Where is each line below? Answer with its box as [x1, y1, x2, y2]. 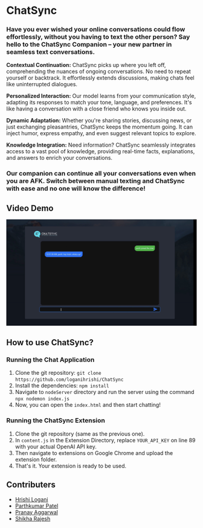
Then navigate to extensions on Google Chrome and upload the [14, 449, 173, 456]
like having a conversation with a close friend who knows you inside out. [6, 105, 187, 112]
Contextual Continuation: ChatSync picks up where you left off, [6, 62, 166, 69]
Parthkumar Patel [14, 502, 59, 509]
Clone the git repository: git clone [14, 369, 101, 377]
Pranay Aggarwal [14, 508, 59, 516]
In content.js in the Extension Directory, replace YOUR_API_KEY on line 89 [14, 436, 196, 444]
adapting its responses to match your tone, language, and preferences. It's [6, 99, 192, 106]
